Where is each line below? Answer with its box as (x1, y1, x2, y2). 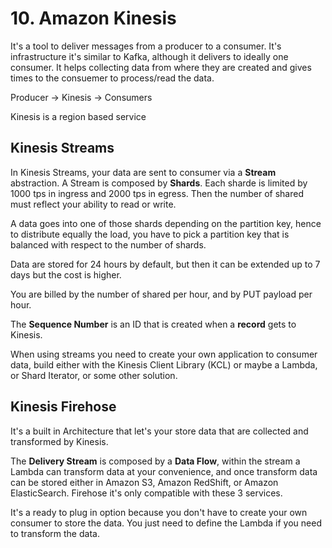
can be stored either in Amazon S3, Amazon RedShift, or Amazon (10, 476, 279, 488)
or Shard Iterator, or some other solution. (10, 369, 178, 381)
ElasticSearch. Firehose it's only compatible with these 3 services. (10, 487, 283, 499)
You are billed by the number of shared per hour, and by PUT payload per (10, 288, 313, 300)
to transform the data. (10, 527, 100, 539)
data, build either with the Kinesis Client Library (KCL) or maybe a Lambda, (10, 358, 318, 371)
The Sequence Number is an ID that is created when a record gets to (10, 318, 297, 330)
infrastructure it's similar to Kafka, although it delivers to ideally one (10, 50, 289, 62)
